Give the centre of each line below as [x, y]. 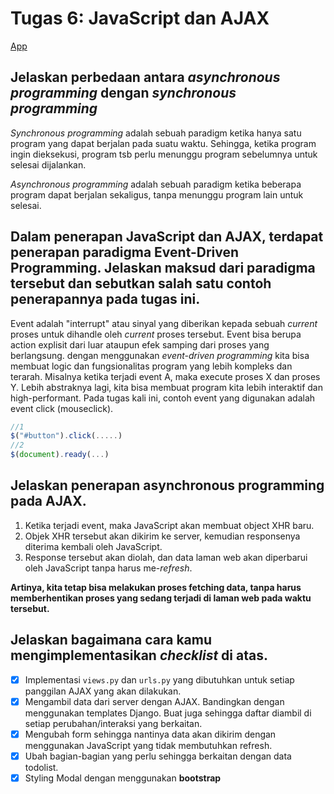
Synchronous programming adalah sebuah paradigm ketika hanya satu [156, 133]
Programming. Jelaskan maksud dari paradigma [163, 268]
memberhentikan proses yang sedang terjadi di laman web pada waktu [161, 598]
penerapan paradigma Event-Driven [125, 252]
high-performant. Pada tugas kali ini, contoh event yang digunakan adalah [163, 398]
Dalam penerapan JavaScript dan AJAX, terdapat [167, 237]
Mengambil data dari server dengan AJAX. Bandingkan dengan [154, 701]
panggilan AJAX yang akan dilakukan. [103, 691]
